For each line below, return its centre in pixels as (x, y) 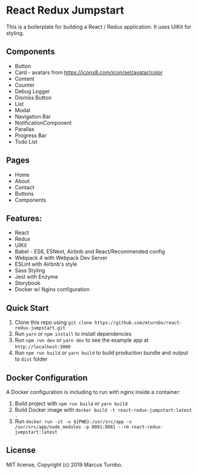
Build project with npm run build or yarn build (71, 403)
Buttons (24, 193)
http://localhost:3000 (43, 347)
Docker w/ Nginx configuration (52, 290)
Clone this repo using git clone (53, 322)
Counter (25, 85)
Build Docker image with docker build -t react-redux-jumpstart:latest (103, 410)
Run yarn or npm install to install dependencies (73, 334)
